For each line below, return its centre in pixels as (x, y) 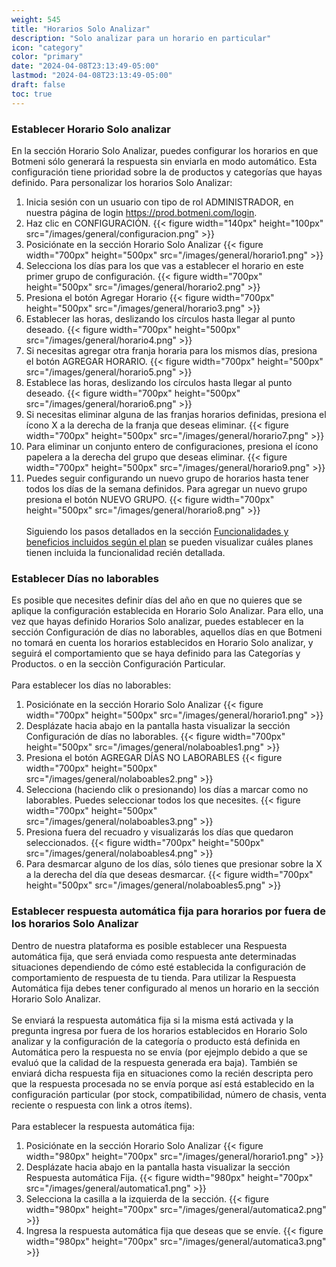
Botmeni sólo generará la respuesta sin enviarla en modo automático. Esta (164, 161)
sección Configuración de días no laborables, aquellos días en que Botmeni (167, 632)
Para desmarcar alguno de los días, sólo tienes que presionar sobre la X (174, 864)
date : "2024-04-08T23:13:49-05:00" (85, 66)
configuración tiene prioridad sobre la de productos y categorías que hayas (167, 172)
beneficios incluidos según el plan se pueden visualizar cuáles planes (169, 542)
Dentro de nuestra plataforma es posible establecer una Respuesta (149, 945)
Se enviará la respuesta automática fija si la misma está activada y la (152, 1020)
